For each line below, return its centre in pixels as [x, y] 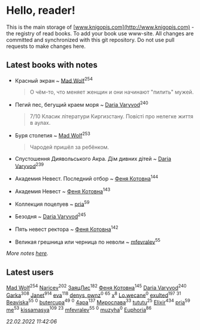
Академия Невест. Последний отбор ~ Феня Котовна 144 [87, 178]
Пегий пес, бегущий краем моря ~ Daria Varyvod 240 [81, 104]
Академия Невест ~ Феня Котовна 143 [63, 191]
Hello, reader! [41, 10]
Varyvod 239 [29, 166]
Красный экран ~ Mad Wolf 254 [54, 80]
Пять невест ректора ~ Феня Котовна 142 [66, 229]
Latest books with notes [52, 65]
